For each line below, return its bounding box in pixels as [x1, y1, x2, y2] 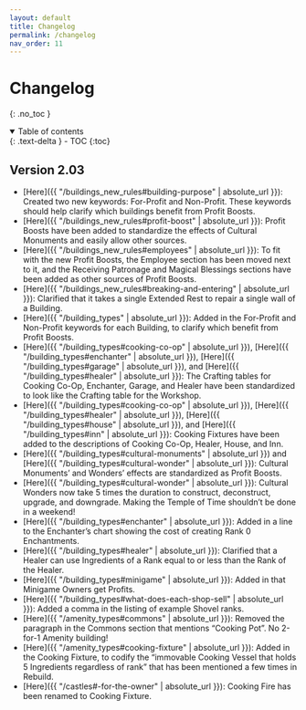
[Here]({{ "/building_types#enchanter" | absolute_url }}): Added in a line [22, 517, 293, 527]
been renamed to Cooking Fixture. [22, 691, 153, 701]
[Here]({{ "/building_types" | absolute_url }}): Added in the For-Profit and [22, 312, 297, 323]
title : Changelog [9, 22, 76, 31]
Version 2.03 [9, 162, 85, 178]
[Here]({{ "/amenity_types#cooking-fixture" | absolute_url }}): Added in [22, 642, 290, 653]
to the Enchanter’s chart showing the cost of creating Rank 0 [22, 526, 251, 537]
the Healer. [22, 565, 65, 575]
